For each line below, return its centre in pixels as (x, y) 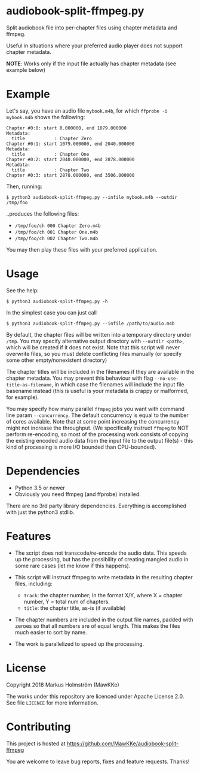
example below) (26, 69)
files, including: (33, 583)
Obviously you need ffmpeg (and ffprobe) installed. (78, 494)
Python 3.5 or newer (40, 488)
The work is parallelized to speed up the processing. (79, 644)
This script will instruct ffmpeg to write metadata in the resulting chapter (104, 577)
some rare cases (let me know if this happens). (73, 566)
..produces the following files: (43, 213)
